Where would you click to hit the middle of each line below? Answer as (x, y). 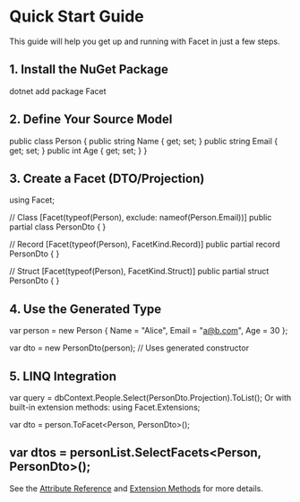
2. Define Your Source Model (91, 120)
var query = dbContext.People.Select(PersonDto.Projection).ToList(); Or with (150, 398)
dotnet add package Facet (58, 91)
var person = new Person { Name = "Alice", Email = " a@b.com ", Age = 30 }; (149, 331)
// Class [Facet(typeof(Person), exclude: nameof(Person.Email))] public (141, 218)
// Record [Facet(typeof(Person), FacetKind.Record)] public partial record (145, 245)
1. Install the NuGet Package (89, 69)
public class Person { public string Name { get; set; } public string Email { (144, 141)
